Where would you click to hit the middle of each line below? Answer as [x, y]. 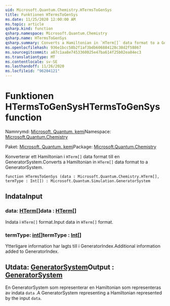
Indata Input [24, 196]
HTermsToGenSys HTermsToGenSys [83, 107]
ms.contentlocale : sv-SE [31, 62]
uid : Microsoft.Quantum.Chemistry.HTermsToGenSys [59, 10]
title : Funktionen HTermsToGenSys [42, 15]
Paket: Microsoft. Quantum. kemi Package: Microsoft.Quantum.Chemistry [81, 147]
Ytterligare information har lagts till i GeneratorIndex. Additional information [83, 246]
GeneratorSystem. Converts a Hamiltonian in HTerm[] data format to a [77, 162]
